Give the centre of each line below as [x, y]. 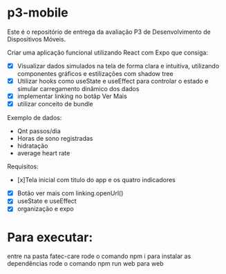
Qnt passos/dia [39, 131]
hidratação [32, 146]
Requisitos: [23, 166]
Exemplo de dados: [35, 118]
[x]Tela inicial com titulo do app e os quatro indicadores [96, 180]
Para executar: [50, 237]
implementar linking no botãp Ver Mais [72, 96]
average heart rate [44, 153]
